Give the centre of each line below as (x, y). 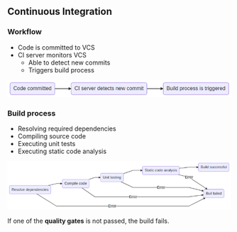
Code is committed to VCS (56, 47)
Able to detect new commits (69, 62)
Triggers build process (61, 70)
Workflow (25, 32)
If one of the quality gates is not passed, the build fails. (88, 221)
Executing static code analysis (62, 151)
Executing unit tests (46, 144)
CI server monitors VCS (52, 55)
